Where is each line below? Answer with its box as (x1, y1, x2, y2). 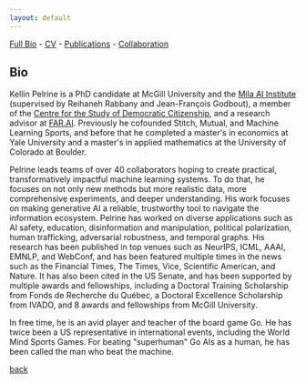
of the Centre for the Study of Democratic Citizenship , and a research (9, 108, 270, 119)
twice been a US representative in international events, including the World (9, 327, 290, 338)
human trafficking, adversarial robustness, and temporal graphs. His (9, 232, 265, 243)
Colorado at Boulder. (9, 146, 87, 157)
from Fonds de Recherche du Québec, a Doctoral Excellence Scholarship (9, 290, 283, 301)
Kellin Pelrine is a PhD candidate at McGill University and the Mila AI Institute (9, 88, 297, 100)
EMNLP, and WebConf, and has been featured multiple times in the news (9, 251, 282, 262)
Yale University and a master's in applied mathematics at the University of (9, 137, 287, 148)
